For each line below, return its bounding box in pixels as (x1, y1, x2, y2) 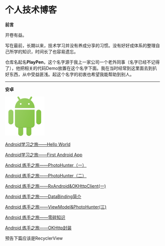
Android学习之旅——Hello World (5, 141, 71, 147)
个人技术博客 (5, 4, 57, 16)
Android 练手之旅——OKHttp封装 (5, 224, 72, 231)
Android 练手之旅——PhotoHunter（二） (5, 172, 87, 178)
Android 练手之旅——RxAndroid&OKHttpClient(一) (5, 183, 107, 189)
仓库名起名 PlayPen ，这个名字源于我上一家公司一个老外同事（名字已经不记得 (5, 59, 160, 65)
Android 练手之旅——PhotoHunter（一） (5, 162, 87, 168)
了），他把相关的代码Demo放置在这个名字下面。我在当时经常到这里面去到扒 (5, 65, 157, 71)
